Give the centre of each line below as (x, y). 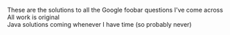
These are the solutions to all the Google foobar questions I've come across (115, 10)
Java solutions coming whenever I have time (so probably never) (99, 24)
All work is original (34, 17)
